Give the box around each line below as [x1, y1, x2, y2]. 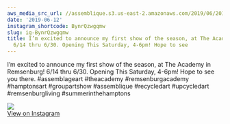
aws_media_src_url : [7, 10, 63, 17]
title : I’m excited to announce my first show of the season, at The [7, 35, 210, 42]
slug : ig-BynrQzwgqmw [7, 29, 69, 36]
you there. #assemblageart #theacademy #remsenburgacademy [7, 75, 190, 82]
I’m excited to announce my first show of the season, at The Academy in [7, 61, 211, 68]
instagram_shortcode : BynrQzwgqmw [7, 22, 106, 29]
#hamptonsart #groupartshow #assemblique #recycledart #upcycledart [7, 82, 209, 90]
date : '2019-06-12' [7, 16, 63, 23]
